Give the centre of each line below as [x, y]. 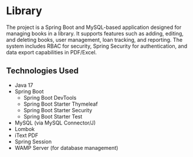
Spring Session [33, 141]
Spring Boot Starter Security [58, 110]
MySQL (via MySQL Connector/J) [55, 123]
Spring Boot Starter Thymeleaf [61, 104]
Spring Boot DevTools [50, 97]
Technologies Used [42, 71]
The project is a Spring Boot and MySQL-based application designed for [94, 27]
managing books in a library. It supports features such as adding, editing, [95, 33]
